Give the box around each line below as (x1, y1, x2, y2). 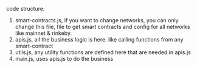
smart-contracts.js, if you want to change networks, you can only (15, 17, 179, 23)
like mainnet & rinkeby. (15, 29, 72, 37)
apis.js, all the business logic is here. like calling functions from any (15, 36, 184, 43)
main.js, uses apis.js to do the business (15, 55, 114, 62)
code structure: (6, 5, 45, 12)
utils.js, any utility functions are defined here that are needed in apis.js (15, 49, 192, 56)
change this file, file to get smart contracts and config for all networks (15, 23, 190, 30)
